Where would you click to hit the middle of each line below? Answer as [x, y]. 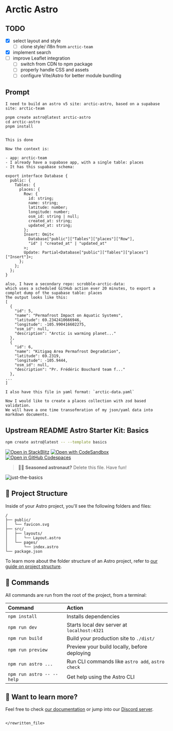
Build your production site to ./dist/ [111, 638]
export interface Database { [37, 176]
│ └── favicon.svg [28, 524]
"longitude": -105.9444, [41, 361]
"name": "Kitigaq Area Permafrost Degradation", [68, 352]
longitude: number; [49, 212]
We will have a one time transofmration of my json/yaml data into [79, 410]
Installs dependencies [93, 616]
